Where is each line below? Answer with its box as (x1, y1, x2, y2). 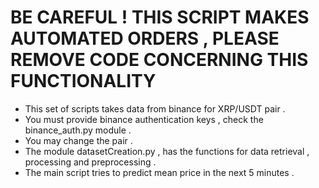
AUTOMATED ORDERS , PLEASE (10, 27, 280, 50)
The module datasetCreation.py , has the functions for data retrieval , (24, 145, 310, 157)
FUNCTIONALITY (10, 70, 157, 93)
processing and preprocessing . (24, 156, 157, 168)
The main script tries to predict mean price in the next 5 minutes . (24, 166, 295, 178)
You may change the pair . (24, 134, 133, 146)
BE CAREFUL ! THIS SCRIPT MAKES (10, 6, 310, 29)
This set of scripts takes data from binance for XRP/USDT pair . (24, 102, 286, 115)
